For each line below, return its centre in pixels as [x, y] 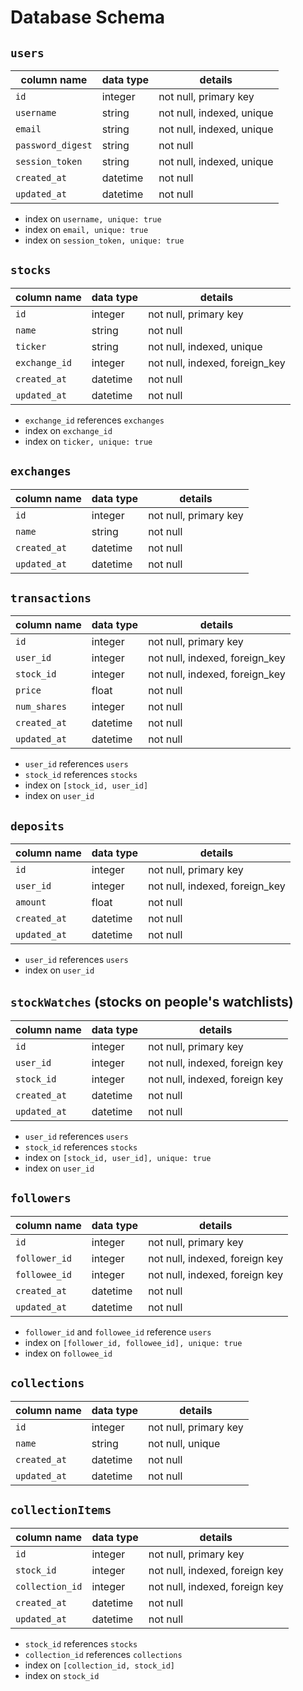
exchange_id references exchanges [94, 420]
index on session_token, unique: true [104, 240]
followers [41, 1198]
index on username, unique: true [93, 219]
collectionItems [61, 1510]
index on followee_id [68, 1353]
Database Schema [88, 17]
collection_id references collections [103, 1654]
